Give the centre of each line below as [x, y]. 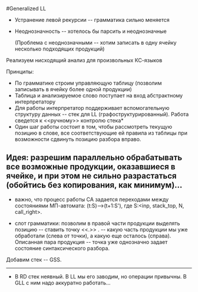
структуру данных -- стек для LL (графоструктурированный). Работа [102, 114]
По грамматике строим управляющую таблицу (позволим [88, 83]
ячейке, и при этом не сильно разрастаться [91, 176]
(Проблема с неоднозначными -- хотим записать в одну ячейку [95, 43]
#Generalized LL [26, 9]
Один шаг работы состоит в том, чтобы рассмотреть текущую [93, 127]
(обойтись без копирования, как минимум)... [94, 185]
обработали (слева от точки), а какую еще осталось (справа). [93, 236]
